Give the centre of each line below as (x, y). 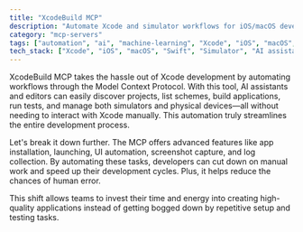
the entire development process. (70, 125)
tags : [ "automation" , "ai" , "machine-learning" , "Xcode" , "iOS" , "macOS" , (153, 43)
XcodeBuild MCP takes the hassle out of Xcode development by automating (150, 77)
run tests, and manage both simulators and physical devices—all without (144, 106)
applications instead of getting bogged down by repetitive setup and (164, 208)
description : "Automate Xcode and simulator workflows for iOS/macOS (143, 26)
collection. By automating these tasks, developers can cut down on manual (149, 162)
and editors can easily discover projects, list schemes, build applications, (145, 97)
